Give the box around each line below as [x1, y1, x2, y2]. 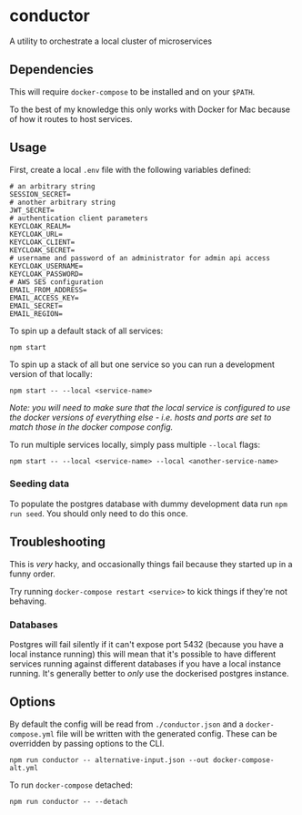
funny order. [9, 568, 56, 579]
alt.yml [9, 763, 39, 772]
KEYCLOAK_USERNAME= [9, 261, 84, 270]
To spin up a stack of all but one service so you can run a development [9, 359, 276, 370]
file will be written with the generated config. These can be [55, 728, 277, 739]
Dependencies [9, 62, 94, 77]
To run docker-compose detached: [9, 779, 134, 790]
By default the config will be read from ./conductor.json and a [9, 718, 244, 729]
